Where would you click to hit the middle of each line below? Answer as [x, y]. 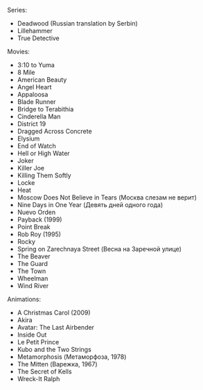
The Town [32, 271]
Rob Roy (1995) [39, 234]
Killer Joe [31, 168]
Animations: [24, 299]
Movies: [18, 52]
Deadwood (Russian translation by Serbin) [78, 23]
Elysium [28, 139]
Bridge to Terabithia [45, 109]
